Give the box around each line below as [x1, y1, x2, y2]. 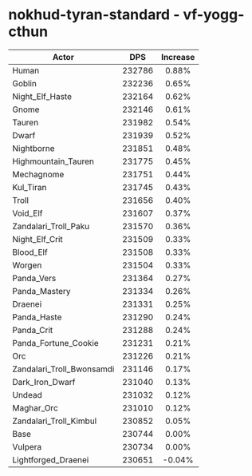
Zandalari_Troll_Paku [12, 220, 90, 232]
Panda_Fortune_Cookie [12, 337, 99, 348]
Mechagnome [12, 169, 65, 180]
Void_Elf [12, 208, 43, 219]
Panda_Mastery [12, 285, 71, 296]
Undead [12, 389, 42, 400]
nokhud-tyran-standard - [8, 6, 180, 24]
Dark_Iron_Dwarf [12, 376, 76, 387]
